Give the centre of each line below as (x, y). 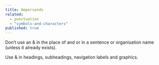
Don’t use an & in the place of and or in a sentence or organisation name (79, 42)
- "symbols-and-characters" (39, 24)
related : (14, 14)
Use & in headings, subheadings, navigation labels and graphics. (72, 57)
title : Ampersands (24, 10)
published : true (22, 28)
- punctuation (24, 19)
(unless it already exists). (31, 48)
